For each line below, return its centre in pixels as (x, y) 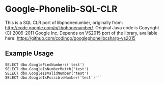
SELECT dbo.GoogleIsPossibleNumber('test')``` (54, 77)
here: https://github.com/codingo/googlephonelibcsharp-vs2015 (70, 38)
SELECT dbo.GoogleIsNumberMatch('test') (47, 69)
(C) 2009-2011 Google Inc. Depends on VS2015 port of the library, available (81, 33)
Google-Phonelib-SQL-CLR (61, 9)
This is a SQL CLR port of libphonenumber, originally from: (64, 22)
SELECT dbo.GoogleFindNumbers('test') (45, 64)
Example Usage (29, 53)
